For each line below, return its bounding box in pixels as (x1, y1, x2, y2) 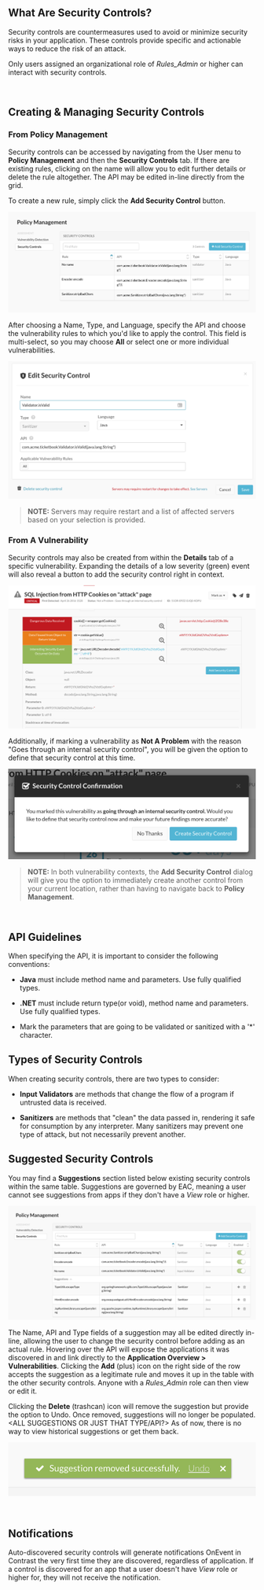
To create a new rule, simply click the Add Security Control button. (8, 196, 226, 205)
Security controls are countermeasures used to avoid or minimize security (8, 27, 248, 36)
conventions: (8, 960, 50, 969)
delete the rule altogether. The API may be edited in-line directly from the (8, 172, 245, 182)
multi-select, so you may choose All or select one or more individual (8, 338, 229, 347)
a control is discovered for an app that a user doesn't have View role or (8, 1564, 238, 1573)
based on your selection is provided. (27, 515, 146, 525)
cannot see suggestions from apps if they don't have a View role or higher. (8, 1190, 250, 1199)
